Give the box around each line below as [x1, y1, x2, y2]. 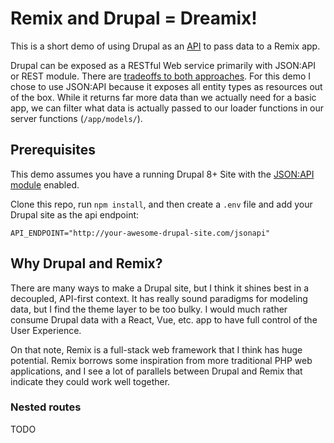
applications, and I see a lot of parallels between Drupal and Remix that [10, 365, 303, 377]
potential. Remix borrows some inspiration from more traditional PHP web [10, 354, 313, 366]
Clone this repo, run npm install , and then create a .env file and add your [10, 198, 313, 210]
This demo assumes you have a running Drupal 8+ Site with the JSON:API [10, 168, 315, 180]
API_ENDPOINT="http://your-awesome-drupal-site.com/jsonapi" [10, 228, 271, 238]
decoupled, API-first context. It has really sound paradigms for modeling [10, 292, 308, 304]
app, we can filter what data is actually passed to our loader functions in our [10, 102, 325, 114]
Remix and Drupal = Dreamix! [10, 7, 258, 30]
